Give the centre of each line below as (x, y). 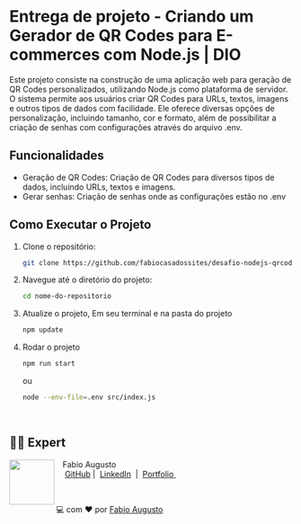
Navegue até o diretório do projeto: (87, 280)
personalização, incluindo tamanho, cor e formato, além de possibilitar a (143, 118)
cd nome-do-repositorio (67, 297)
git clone (41, 262)
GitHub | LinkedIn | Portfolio (119, 474)
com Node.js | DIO (172, 55)
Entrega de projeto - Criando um (132, 17)
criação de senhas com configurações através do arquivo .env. (126, 127)
